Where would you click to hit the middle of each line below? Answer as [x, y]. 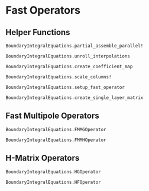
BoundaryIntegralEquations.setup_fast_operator [65, 87]
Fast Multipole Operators [52, 116]
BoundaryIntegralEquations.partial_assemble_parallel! [74, 46]
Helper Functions [38, 32]
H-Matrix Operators [43, 158]
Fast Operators [43, 10]
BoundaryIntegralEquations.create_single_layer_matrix [74, 98]
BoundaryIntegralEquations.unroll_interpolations [68, 56]
